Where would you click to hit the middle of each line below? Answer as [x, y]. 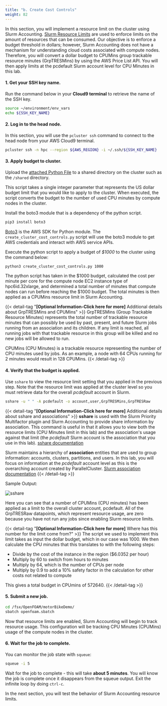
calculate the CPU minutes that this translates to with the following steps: [80, 544]
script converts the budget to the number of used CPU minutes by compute [83, 197]
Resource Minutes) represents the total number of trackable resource [77, 317]
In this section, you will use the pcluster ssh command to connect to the [80, 135]
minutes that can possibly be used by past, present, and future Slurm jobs [81, 322]
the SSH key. [18, 99]
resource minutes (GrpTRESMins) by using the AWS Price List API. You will [82, 60]
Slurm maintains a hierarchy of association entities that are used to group [81, 452]
